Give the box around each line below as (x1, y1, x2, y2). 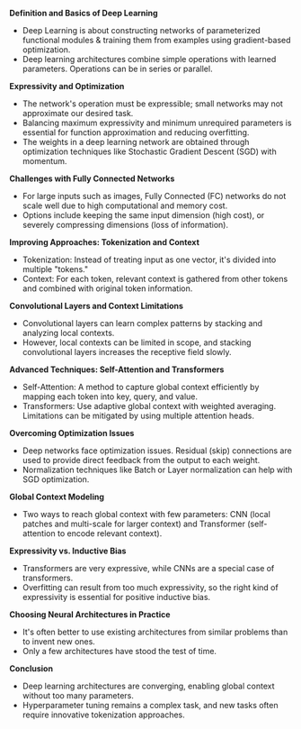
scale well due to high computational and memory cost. (22, 200, 228, 211)
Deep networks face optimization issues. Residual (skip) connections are (22, 445, 292, 456)
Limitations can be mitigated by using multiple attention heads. (22, 410, 254, 421)
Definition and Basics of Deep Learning (9, 8, 159, 18)
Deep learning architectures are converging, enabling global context (22, 680, 276, 691)
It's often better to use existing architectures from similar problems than (22, 626, 288, 637)
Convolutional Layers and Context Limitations (9, 301, 184, 311)
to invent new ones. (22, 636, 96, 647)
